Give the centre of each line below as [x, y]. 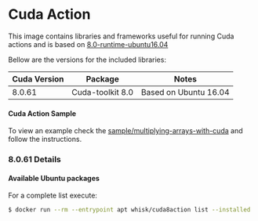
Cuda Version [38, 78]
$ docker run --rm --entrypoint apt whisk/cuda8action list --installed [129, 210]
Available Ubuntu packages [54, 178]
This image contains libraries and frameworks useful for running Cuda [121, 36]
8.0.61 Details [35, 160]
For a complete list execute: [53, 196]
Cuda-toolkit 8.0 [103, 92]
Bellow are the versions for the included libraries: [87, 60]
